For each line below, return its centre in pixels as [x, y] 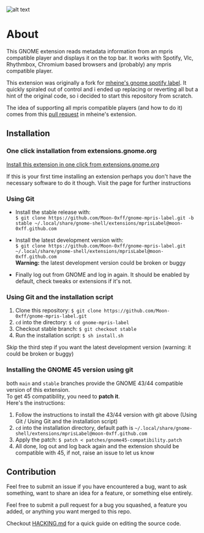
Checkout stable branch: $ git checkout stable [76, 329]
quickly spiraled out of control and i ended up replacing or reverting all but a [102, 89]
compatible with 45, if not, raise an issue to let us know [85, 453]
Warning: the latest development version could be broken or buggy [100, 263]
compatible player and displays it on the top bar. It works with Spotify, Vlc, [100, 58]
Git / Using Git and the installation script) [66, 421]
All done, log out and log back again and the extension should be [97, 446]
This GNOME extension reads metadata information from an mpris [90, 51]
